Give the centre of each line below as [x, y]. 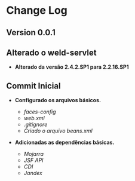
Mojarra [33, 154]
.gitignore [36, 125]
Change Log [37, 10]
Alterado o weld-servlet [51, 52]
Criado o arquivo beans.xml [58, 131]
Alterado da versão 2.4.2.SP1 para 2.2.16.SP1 [72, 67]
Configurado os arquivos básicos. [58, 100]
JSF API [33, 160]
